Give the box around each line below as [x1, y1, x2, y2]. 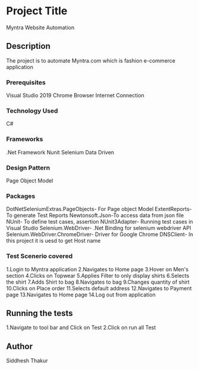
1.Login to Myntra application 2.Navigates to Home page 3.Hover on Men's [6, 265, 189, 272]
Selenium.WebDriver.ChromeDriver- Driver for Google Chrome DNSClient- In [6, 231, 193, 238]
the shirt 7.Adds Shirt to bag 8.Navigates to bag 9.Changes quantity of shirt [6, 278, 190, 286]
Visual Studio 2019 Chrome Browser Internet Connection [6, 92, 144, 99]
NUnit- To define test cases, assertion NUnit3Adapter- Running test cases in [6, 218, 193, 225]
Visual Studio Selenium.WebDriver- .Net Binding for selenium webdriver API [6, 225, 191, 232]
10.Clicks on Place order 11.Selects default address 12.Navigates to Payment [6, 284, 192, 292]
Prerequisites [6, 78, 46, 86]
